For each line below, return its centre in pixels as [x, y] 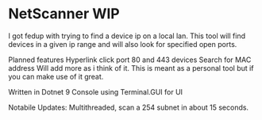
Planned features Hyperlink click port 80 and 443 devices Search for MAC [130, 60]
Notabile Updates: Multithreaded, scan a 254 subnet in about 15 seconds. [128, 107]
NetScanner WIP [64, 14]
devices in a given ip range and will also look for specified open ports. [123, 44]
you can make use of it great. [56, 76]
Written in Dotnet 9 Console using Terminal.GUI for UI [96, 91]
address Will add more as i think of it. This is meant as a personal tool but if [131, 68]
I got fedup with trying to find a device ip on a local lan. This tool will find [127, 36]
